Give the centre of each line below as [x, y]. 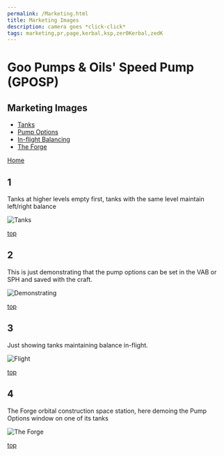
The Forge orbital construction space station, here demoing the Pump [107, 411]
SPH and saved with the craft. [50, 279]
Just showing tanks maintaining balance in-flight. [78, 345]
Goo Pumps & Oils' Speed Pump [101, 68]
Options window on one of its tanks [58, 418]
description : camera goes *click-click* [67, 26]
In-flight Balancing [44, 139]
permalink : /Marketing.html [48, 14]
